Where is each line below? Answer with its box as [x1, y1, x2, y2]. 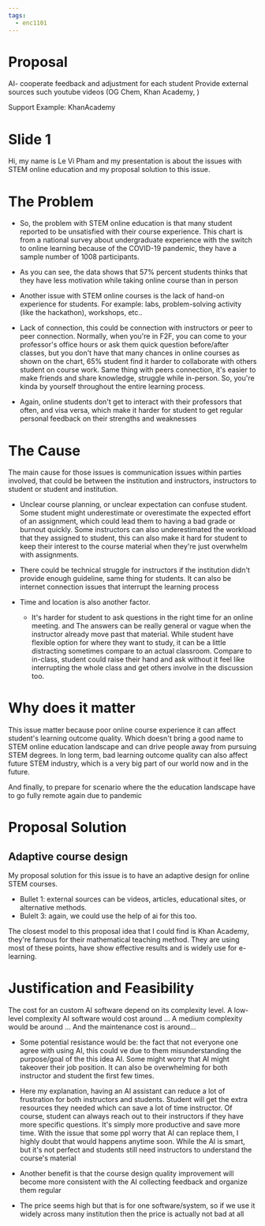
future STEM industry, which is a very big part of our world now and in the [8, 759, 249, 768]
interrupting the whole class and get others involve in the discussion [31, 663, 254, 673]
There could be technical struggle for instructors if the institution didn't [19, 565, 251, 575]
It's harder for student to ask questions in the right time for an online [31, 613, 254, 622]
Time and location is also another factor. [19, 598, 151, 607]
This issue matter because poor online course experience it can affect [8, 725, 237, 735]
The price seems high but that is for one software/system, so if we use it [19, 1201, 256, 1210]
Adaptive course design [8, 849, 129, 863]
